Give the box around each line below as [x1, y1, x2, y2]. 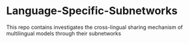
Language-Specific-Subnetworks [6, 4, 178, 18]
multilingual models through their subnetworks [6, 29, 121, 37]
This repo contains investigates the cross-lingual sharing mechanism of [6, 24, 183, 31]
